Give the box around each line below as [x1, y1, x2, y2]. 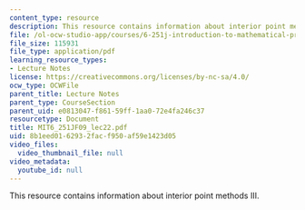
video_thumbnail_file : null [17, 148, 124, 157]
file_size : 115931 [9, 38, 79, 48]
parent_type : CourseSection [9, 97, 116, 107]
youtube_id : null [17, 165, 84, 175]
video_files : [9, 140, 59, 149]
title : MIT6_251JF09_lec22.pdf [9, 124, 128, 133]
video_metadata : [9, 156, 71, 166]
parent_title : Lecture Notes [9, 89, 120, 98]
